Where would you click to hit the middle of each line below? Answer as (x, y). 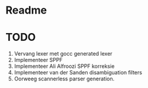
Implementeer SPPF (38, 60)
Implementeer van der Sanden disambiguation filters (78, 73)
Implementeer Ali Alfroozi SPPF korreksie (64, 66)
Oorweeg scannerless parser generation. (64, 79)
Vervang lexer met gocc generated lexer (63, 54)
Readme (26, 10)
